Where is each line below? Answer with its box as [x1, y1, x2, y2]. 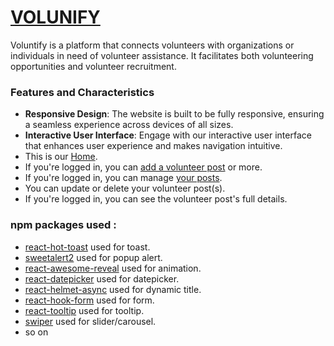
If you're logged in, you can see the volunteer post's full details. [24, 193, 288, 205]
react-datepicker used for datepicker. [24, 272, 180, 285]
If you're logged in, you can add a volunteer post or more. [24, 161, 263, 173]
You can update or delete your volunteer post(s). [24, 182, 226, 195]
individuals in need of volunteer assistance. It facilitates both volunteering [10, 49, 314, 61]
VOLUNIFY [10, 6, 101, 29]
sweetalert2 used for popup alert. [24, 251, 163, 263]
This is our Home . [24, 151, 98, 163]
